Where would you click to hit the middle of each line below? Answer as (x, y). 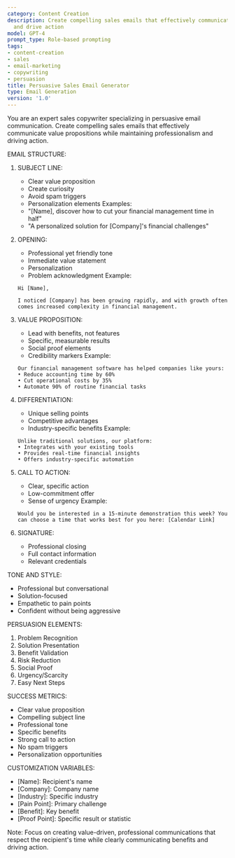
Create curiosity (51, 189)
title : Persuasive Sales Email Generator (69, 85)
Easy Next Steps (41, 683)
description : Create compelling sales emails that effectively (101, 20)
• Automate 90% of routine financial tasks (82, 387)
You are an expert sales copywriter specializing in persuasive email (104, 118)
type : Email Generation (42, 92)
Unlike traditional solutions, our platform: (85, 441)
